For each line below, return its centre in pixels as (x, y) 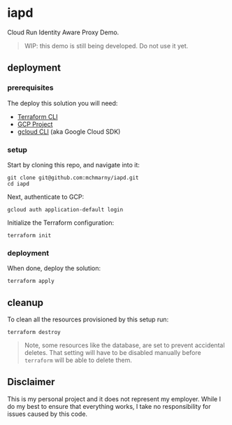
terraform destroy (34, 333)
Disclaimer (31, 382)
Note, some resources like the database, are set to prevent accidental (124, 345)
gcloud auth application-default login (65, 209)
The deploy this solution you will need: (63, 103)
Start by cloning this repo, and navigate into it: (73, 165)
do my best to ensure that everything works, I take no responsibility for (109, 406)
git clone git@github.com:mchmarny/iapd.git (73, 177)
